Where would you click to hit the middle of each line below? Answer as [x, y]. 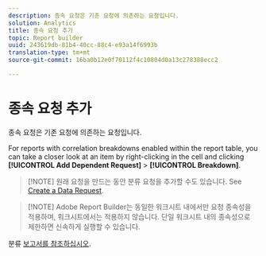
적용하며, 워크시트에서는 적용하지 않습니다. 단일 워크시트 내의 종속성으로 [139, 216]
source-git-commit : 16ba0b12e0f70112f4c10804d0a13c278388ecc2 [113, 60]
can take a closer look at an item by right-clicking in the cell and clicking [126, 157]
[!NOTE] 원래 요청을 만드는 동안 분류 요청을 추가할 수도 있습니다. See [135, 181]
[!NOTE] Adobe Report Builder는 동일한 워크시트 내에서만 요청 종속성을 [139, 207]
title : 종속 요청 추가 [41, 30]
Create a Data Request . [66, 190]
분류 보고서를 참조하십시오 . [50, 243]
